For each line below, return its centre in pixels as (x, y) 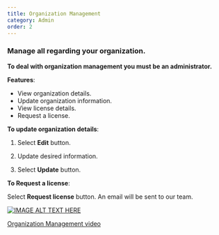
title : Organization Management (54, 14)
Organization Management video (54, 223)
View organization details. (54, 93)
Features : (21, 79)
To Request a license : (39, 183)
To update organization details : (53, 129)
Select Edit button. (44, 142)
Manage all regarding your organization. (76, 51)
